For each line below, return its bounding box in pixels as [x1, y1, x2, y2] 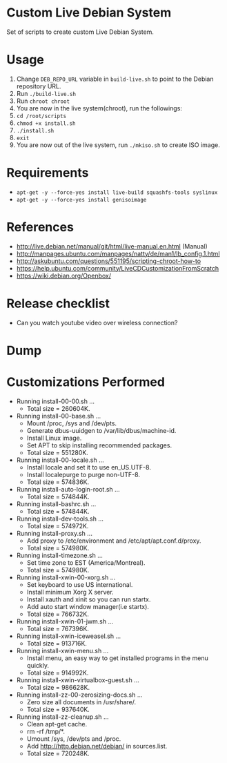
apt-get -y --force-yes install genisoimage [16, 196, 147, 203]
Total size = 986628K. [26, 683, 90, 691]
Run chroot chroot [16, 97, 70, 105]
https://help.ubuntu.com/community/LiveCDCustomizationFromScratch [16, 264, 219, 272]
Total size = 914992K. [26, 668, 89, 677]
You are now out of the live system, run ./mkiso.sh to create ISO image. [16, 140, 220, 149]
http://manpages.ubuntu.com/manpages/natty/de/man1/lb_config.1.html [16, 249, 220, 258]
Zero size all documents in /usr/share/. [26, 697, 137, 706]
